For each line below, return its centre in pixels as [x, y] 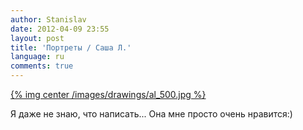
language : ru [37, 57]
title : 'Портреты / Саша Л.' [71, 47]
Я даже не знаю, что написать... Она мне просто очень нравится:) [151, 114]
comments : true [42, 66]
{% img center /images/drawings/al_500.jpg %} [108, 94]
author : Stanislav [48, 19]
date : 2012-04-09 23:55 [60, 29]
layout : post [37, 38]
